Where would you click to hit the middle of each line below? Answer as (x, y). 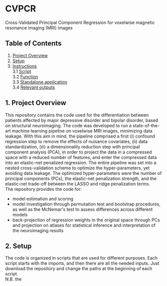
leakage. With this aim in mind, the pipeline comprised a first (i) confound (80, 136)
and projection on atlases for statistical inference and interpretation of (84, 225)
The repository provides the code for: (43, 189)
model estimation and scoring (43, 199)
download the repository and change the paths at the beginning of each (79, 269)
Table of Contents (34, 44)
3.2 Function (25, 76)
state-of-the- (146, 126)
